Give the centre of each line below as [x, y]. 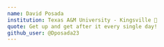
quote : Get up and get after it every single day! [82, 26]
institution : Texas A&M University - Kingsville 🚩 [82, 20]
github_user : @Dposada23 [43, 33]
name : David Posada [36, 13]
